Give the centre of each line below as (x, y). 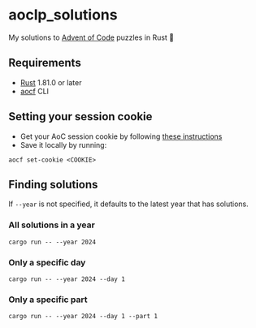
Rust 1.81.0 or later (51, 82)
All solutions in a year (52, 225)
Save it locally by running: (63, 145)
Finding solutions (53, 184)
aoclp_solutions (63, 15)
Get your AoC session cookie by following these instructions (121, 136)
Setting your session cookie (80, 117)
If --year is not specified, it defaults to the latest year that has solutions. (129, 204)
